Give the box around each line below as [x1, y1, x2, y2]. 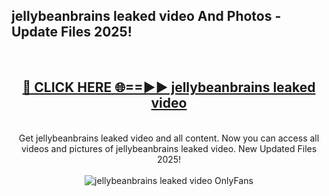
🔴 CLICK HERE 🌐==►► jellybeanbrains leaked [22, 79, 316, 96]
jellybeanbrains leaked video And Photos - [11, 8, 282, 25]
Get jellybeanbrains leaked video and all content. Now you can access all [18, 132, 320, 144]
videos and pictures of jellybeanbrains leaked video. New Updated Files [20, 142, 318, 154]
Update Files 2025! [11, 24, 133, 41]
